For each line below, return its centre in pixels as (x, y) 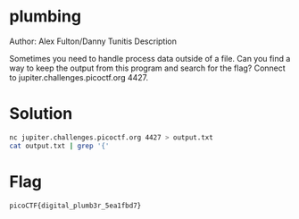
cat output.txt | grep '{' (59, 146)
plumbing (46, 17)
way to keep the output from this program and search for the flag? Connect (147, 68)
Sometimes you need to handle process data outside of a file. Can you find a (150, 58)
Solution (41, 114)
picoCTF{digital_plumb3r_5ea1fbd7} (75, 206)
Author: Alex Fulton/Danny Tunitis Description (93, 41)
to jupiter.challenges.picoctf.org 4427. (79, 77)
